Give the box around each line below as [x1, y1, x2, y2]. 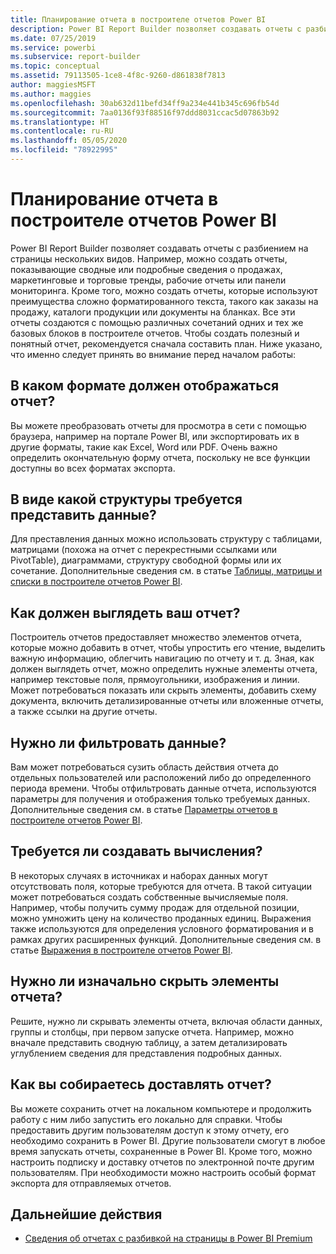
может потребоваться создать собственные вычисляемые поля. [10, 891, 289, 903]
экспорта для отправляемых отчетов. [10, 1177, 172, 1189]
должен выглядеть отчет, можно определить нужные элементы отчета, [10, 663, 318, 675]
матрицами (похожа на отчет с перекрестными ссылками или [10, 544, 278, 556]
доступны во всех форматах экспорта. [10, 462, 176, 474]
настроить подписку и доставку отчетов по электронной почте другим [10, 1156, 315, 1168]
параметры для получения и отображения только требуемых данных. [10, 793, 311, 805]
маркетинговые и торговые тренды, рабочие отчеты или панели [10, 274, 287, 286]
